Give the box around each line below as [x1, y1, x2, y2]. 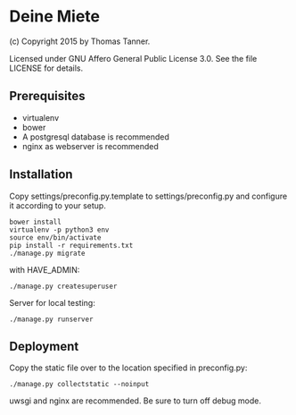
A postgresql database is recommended [21, 131, 169, 142]
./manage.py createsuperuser [9, 282, 118, 291]
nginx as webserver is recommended [21, 140, 159, 151]
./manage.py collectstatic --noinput [9, 380, 150, 389]
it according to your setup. [9, 199, 107, 211]
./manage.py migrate [9, 249, 86, 258]
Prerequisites [9, 89, 86, 104]
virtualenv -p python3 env [9, 225, 110, 234]
